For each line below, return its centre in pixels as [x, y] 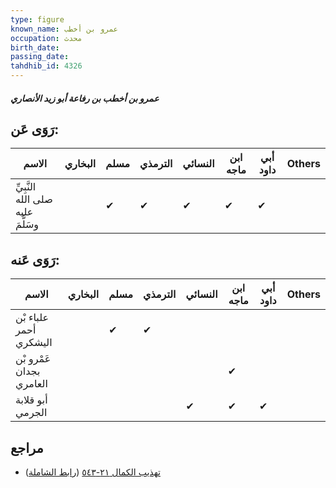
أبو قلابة [31, 400]
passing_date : [40, 57]
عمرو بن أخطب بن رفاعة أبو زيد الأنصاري [85, 98]
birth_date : [35, 47]
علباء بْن [32, 318]
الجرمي [31, 413]
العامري [31, 384]
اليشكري [34, 343]
